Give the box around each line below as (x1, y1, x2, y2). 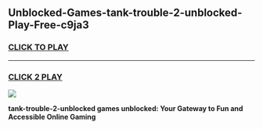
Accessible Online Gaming (8, 112, 96, 121)
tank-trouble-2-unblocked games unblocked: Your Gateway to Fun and (8, 103, 243, 113)
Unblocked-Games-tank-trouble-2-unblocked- (8, 6, 243, 20)
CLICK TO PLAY (8, 42, 69, 53)
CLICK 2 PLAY (8, 71, 63, 82)
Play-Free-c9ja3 (8, 19, 89, 32)
